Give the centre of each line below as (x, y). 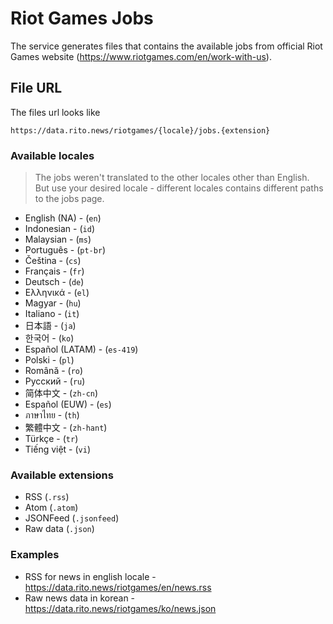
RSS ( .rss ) (47, 497)
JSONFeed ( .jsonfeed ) (72, 518)
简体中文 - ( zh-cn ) (61, 393)
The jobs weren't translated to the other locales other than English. (172, 178)
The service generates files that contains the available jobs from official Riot (166, 46)
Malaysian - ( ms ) (58, 239)
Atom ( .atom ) (51, 508)
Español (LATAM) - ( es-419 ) (81, 349)
